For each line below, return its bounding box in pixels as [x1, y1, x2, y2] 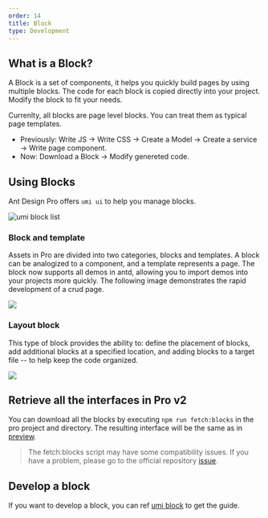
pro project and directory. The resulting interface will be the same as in [8, 423, 243, 433]
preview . [8, 432, 37, 442]
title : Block [8, 19, 52, 27]
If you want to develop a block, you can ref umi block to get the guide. [8, 500, 240, 511]
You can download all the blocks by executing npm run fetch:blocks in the [8, 415, 254, 425]
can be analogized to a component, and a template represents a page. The [8, 259, 255, 269]
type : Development [8, 27, 70, 35]
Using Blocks [8, 175, 75, 189]
